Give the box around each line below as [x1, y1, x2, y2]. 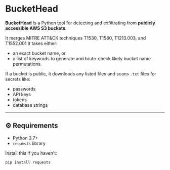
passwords [12, 86, 36, 92]
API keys [12, 91, 31, 97]
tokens [12, 97, 27, 103]
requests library [12, 140, 46, 146]
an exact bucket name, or [12, 50, 66, 56]
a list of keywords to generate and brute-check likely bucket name [12, 55, 151, 61]
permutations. [12, 61, 42, 67]
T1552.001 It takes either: [5, 40, 58, 46]
